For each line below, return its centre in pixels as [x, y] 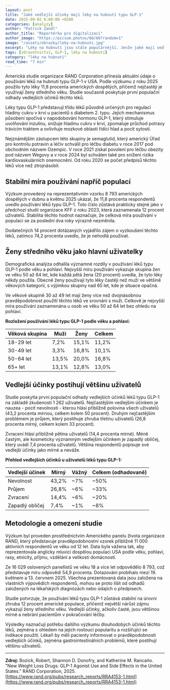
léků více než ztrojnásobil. [32, 166]
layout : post [19, 10]
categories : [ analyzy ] [29, 24]
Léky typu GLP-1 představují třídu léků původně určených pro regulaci [78, 107]
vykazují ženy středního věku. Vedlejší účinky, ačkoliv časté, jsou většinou [82, 609]
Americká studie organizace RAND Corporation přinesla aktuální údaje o [80, 76]
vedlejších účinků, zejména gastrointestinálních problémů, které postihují [81, 640]
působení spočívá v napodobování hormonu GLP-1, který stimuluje [74, 118]
